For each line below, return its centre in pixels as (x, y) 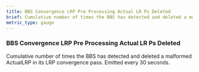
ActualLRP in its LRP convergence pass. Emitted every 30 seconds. (88, 62)
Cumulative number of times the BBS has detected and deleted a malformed (99, 56)
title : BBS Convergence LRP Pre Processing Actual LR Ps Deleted (88, 12)
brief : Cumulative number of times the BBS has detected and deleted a (96, 17)
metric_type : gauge (30, 22)
